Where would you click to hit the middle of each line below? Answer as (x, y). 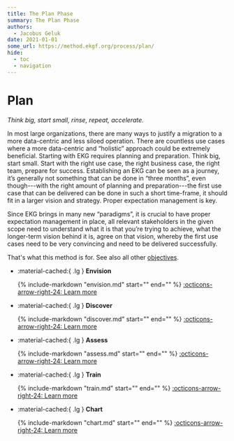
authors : (20, 27)
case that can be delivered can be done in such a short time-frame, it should (117, 192)
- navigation (32, 66)
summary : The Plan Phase (43, 20)
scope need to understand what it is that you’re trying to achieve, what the (114, 229)
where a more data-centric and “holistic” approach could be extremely (109, 148)
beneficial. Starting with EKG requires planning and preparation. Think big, (114, 155)
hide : (15, 53)
